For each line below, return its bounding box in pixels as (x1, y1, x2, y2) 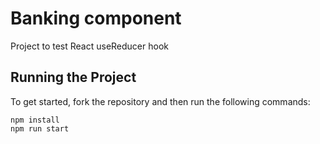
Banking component (10, 7, 182, 30)
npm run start (10, 123, 70, 134)
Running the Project (10, 69, 137, 86)
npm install (10, 115, 60, 125)
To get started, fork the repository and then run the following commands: (10, 95, 311, 107)
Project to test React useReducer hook (10, 40, 169, 52)
